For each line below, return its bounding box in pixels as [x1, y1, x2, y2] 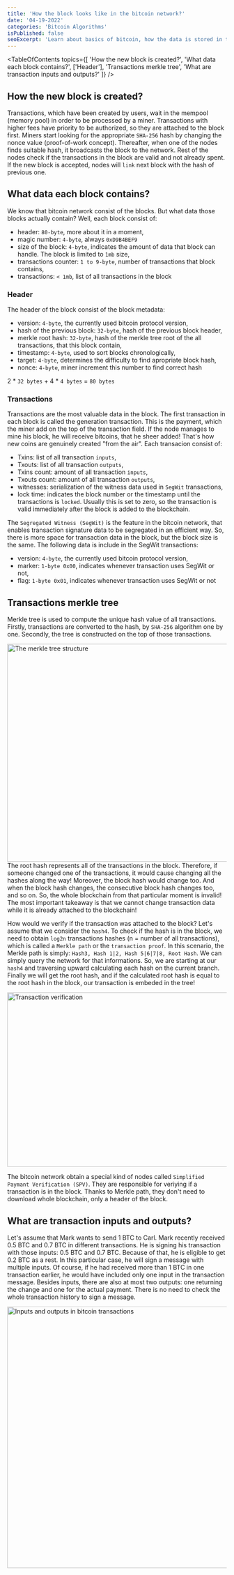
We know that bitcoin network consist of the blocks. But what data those [7, 206, 216, 215]
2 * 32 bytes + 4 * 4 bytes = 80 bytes [7, 377, 115, 386]
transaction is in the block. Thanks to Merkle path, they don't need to [7, 1187, 205, 1196]
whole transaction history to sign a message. [7, 1293, 136, 1301]
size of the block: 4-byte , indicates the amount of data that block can [17, 242, 216, 251]
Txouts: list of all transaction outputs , [17, 461, 124, 469]
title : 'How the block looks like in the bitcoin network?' [7, 10, 186, 17]
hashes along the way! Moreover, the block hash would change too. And [7, 876, 214, 885]
